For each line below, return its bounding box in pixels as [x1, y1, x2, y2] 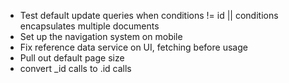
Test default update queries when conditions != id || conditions [19, 10, 279, 21]
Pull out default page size [19, 52, 125, 64]
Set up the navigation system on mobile [19, 31, 183, 42]
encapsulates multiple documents [19, 20, 160, 32]
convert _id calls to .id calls [19, 63, 132, 74]
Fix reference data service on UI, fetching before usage [19, 41, 248, 53]
